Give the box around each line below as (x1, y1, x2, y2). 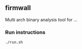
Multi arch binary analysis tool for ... (5, 16, 78, 22)
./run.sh (5, 40, 23, 45)
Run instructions (5, 29, 46, 35)
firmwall (5, 4, 31, 12)
